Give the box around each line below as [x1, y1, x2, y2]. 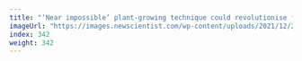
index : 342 [9, 30, 50, 39]
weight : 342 [9, 38, 54, 48]
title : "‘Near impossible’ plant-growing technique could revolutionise [9, 13, 288, 22]
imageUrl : [9, 22, 47, 30]
